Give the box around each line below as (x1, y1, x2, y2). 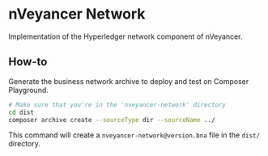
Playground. (8, 85, 49, 95)
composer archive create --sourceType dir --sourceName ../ (8, 116, 216, 124)
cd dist (8, 108, 35, 116)
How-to (8, 55, 48, 69)
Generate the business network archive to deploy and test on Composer (8, 76, 249, 86)
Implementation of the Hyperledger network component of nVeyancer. (8, 32, 243, 41)
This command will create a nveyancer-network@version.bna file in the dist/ (8, 130, 261, 140)
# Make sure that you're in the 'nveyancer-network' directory (8, 100, 227, 109)
